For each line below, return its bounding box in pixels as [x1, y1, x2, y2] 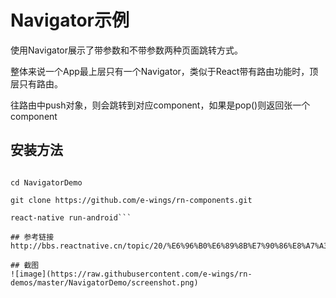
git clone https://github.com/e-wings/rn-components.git [10, 195, 253, 205]
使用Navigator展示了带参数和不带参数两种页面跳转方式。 [10, 44, 244, 56]
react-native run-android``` [10, 212, 132, 223]
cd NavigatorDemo [10, 177, 83, 188]
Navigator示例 [10, 9, 130, 32]
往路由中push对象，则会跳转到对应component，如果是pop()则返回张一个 [10, 99, 311, 111]
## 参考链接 [10, 232, 55, 242]
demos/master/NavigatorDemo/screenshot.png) [10, 277, 199, 288]
